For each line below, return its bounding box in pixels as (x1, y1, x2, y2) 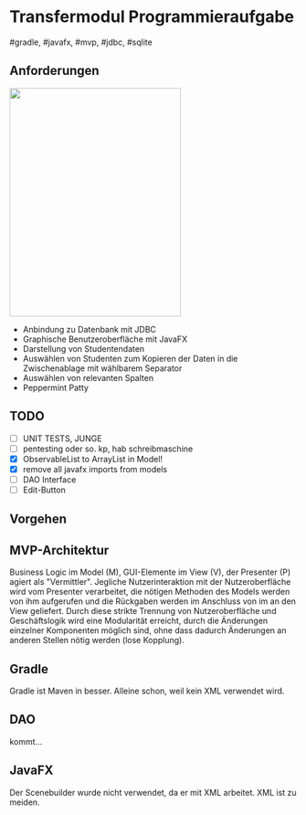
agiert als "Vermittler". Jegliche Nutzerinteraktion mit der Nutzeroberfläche (9, 577, 291, 587)
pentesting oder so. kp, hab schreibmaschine (22, 443, 194, 454)
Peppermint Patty (22, 382, 90, 393)
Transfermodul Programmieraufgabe (9, 6, 295, 27)
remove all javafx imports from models (22, 463, 167, 474)
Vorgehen (9, 512, 67, 527)
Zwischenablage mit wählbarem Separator (22, 363, 183, 374)
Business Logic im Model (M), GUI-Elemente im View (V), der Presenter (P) (9, 566, 291, 577)
